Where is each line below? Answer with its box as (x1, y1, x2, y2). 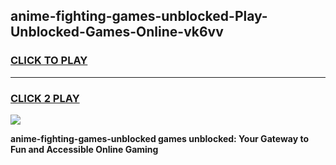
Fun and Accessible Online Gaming (10, 143, 159, 155)
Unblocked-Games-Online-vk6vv (10, 24, 224, 41)
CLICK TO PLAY (10, 54, 88, 68)
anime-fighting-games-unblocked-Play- (10, 8, 268, 25)
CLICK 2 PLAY (10, 91, 80, 105)
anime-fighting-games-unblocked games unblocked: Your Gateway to (10, 132, 309, 144)
